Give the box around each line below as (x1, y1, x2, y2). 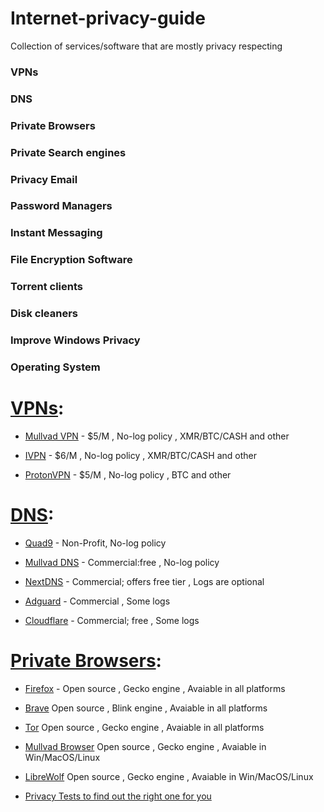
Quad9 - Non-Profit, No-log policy (24, 537, 167, 549)
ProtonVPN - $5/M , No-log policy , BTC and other (24, 468, 232, 481)
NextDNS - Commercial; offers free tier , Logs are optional (24, 575, 265, 587)
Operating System (10, 360, 101, 374)
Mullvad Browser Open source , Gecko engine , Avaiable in (24, 740, 267, 752)
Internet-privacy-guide (10, 7, 206, 30)
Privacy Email (10, 172, 78, 186)
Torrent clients (10, 280, 83, 294)
